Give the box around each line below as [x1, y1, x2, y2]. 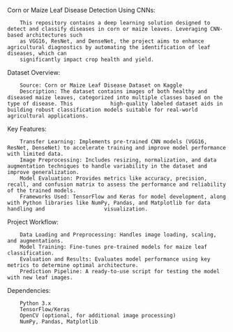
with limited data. [7, 150, 64, 157]
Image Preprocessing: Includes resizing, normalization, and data [20, 157, 217, 164]
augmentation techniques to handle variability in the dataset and [7, 163, 208, 170]
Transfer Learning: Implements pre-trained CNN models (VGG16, [20, 138, 208, 145]
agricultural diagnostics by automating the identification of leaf [7, 44, 211, 51]
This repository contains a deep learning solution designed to [20, 20, 211, 27]
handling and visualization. [7, 205, 149, 212]
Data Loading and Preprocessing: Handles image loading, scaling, [20, 231, 217, 238]
